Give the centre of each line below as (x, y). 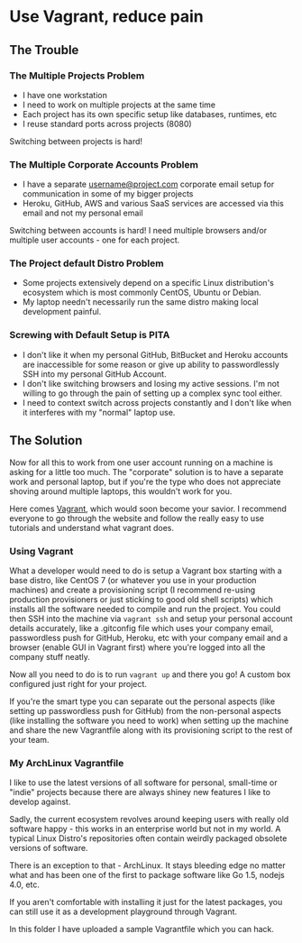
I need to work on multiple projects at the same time (119, 105)
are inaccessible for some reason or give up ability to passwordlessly (151, 364)
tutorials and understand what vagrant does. (92, 527)
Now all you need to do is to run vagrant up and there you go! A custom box (150, 674)
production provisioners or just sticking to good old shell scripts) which (141, 599)
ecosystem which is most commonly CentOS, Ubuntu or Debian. (142, 293)
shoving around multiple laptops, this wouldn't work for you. (121, 491)
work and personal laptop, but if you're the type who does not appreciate (145, 481)
